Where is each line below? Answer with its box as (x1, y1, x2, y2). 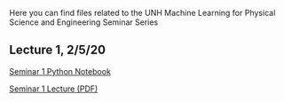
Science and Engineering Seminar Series (9, 17, 159, 27)
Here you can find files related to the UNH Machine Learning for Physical (9, 8, 276, 18)
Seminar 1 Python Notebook (9, 66, 111, 76)
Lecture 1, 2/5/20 (9, 43, 106, 58)
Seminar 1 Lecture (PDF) (9, 83, 99, 94)
